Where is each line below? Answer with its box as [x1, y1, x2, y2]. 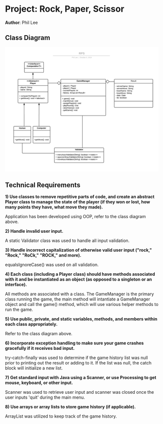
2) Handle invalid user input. [5, 228, 64, 234]
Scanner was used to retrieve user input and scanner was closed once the [5, 389, 154, 395]
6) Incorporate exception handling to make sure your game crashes [5, 340, 144, 346]
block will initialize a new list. [5, 365, 63, 371]
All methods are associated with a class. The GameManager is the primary [5, 291, 154, 297]
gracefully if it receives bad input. [5, 345, 75, 351]
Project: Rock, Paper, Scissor [5, 3, 125, 15]
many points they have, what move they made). [5, 204, 103, 210]
